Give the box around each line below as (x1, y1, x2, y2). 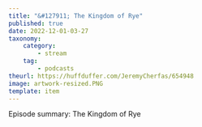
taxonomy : (8, 34, 42, 43)
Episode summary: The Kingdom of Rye (8, 109, 141, 119)
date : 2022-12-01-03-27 (8, 27, 89, 35)
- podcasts (37, 65, 75, 73)
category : (23, 42, 57, 50)
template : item (8, 87, 60, 95)
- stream (37, 49, 67, 57)
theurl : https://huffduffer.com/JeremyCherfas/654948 (8, 72, 195, 80)
